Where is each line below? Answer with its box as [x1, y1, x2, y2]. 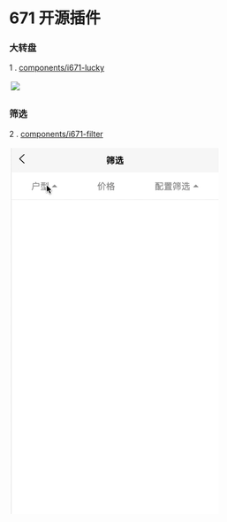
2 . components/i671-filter [9, 128, 103, 139]
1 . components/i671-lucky [9, 63, 105, 73]
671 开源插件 [9, 8, 102, 28]
